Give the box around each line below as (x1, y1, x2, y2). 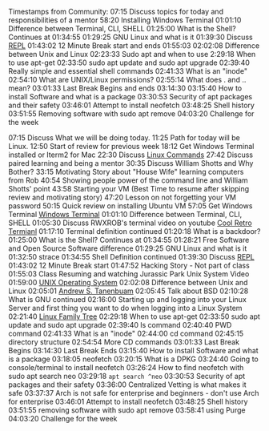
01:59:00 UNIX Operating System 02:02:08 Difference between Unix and (8, 278, 248, 287)
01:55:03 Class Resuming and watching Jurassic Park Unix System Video (8, 269, 250, 279)
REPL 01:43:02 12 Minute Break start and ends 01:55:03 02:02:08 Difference (8, 41, 260, 50)
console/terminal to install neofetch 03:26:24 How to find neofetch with (8, 363, 244, 372)
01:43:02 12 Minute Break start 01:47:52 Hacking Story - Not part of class (8, 260, 250, 270)
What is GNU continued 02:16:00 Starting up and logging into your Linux (8, 295, 247, 304)
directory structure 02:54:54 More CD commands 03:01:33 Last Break (8, 337, 240, 347)
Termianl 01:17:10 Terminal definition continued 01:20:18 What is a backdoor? (8, 227, 261, 236)
